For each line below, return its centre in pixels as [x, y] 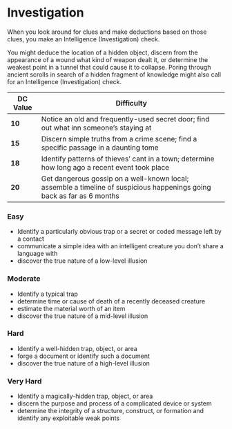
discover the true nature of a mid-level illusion [83, 316]
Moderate [24, 279]
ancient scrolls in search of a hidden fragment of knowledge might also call [114, 74]
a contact [31, 239]
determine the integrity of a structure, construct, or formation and [110, 411]
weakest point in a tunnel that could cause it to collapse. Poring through [109, 67]
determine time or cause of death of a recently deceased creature [111, 301]
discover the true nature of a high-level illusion [84, 363]
